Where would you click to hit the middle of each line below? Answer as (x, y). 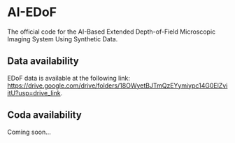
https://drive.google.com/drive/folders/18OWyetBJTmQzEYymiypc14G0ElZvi (117, 86)
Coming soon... (29, 132)
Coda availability (44, 115)
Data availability (43, 61)
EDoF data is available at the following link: (69, 78)
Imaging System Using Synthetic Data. (63, 39)
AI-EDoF (32, 12)
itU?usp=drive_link (34, 93)
